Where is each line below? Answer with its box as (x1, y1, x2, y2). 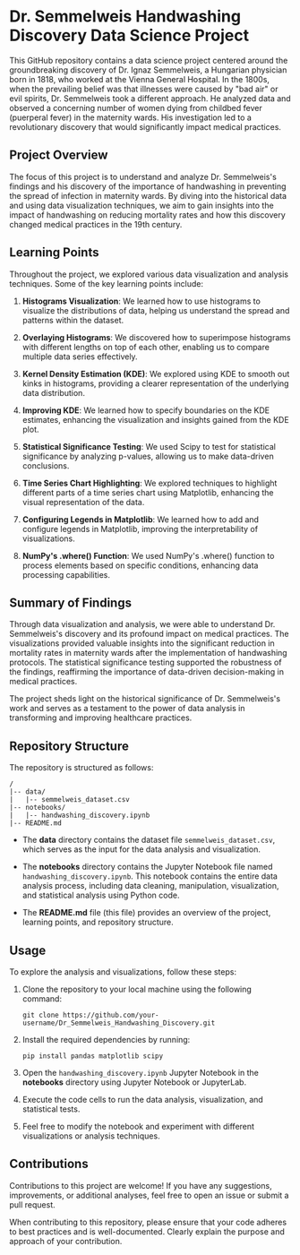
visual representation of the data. (21, 496, 145, 507)
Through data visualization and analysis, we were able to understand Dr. (9, 619, 276, 630)
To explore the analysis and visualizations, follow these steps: (9, 967, 237, 977)
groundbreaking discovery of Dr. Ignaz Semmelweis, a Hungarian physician (9, 64, 287, 75)
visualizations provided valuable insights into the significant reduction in (9, 638, 275, 649)
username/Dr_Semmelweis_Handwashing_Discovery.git (21, 1019, 216, 1027)
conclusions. (21, 460, 70, 471)
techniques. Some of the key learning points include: (9, 278, 204, 288)
